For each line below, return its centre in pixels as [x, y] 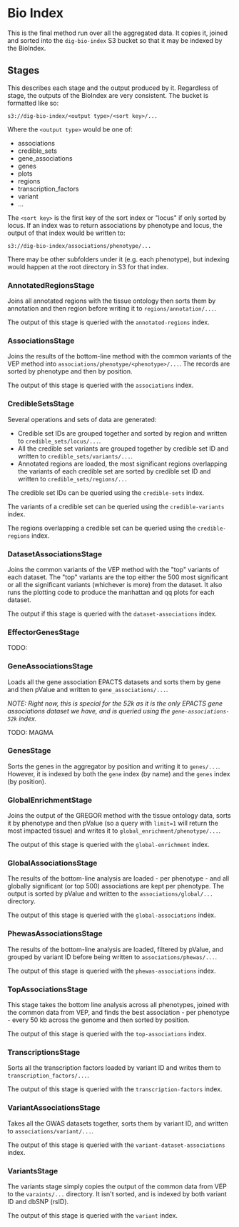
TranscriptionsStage [44, 1052]
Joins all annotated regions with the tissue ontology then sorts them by [112, 301]
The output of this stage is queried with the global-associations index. [112, 915]
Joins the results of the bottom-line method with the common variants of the [119, 356]
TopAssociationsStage [47, 989]
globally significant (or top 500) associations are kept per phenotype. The [116, 886]
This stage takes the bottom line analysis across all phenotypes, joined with [118, 1005]
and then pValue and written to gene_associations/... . [88, 689]
